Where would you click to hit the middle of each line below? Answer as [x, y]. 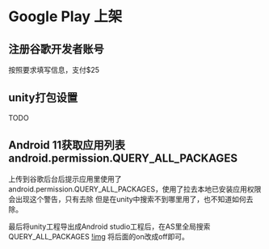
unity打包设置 [43, 98]
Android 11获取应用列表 [67, 145]
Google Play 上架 [65, 17]
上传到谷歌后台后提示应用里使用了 [65, 179]
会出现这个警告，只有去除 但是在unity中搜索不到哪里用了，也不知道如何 [127, 199]
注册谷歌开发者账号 [56, 49]
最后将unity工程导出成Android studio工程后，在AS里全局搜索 [109, 226]
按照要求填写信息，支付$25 [54, 70]
